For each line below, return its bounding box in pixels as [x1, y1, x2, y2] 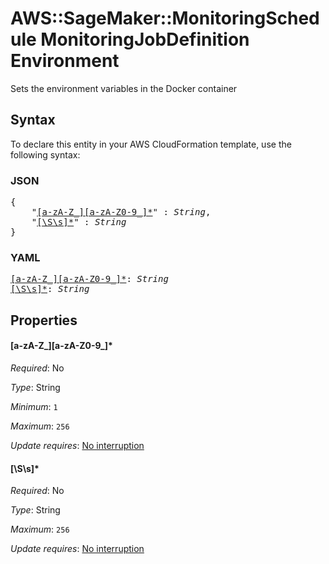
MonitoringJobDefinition [40, 28, 250, 51]
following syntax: [10, 148, 81, 161]
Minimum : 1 [10, 400, 58, 412]
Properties [10, 312, 78, 329]
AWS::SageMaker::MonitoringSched [10, 7, 320, 30]
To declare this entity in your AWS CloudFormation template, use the [10, 138, 292, 150]
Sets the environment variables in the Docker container [10, 82, 238, 94]
